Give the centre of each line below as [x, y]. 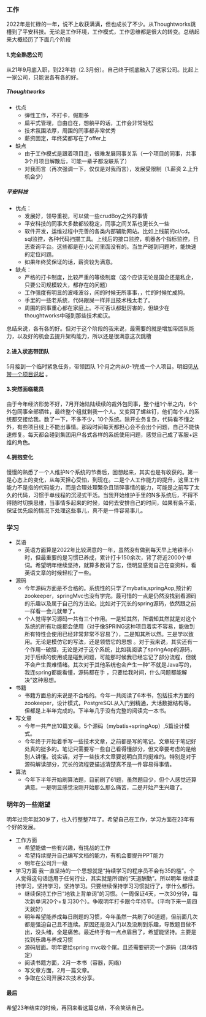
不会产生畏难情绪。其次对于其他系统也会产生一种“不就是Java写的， [109, 665]
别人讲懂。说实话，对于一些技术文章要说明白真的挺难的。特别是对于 [110, 757]
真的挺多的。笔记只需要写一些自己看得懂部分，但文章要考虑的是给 [113, 749]
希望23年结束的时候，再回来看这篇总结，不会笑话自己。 [77, 1008]
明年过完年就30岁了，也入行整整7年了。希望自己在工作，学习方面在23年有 [101, 819]
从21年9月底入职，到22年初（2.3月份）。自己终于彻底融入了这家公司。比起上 [103, 69]
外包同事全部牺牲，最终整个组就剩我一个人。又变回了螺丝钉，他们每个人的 [100, 411]
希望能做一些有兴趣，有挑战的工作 [67, 847]
